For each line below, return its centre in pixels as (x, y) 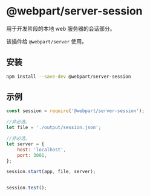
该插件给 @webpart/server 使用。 (47, 41)
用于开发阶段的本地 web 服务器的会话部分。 (61, 28)
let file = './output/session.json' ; (54, 128)
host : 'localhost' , (42, 150)
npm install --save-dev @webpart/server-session (69, 77)
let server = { (25, 144)
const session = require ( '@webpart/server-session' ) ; (76, 111)
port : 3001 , (32, 155)
